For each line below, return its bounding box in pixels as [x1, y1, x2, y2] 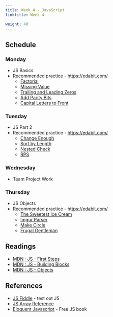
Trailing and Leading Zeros [20, 89, 77, 95]
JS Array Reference [12, 300, 54, 307]
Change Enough [20, 135, 54, 141]
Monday [5, 56, 26, 63]
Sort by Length [20, 141, 52, 147]
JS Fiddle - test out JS [12, 295, 60, 301]
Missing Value [20, 84, 50, 90]
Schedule [5, 40, 37, 49]
